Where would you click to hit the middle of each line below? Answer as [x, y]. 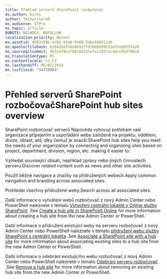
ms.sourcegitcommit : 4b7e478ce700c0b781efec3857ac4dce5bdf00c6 [72, 51]
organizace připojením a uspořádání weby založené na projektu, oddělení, [81, 135]
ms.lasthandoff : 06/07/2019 [34, 65]
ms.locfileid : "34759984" [32, 70]
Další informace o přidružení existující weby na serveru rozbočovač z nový [82, 225]
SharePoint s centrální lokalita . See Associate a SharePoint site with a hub [81, 236]
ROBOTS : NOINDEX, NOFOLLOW [33, 33]
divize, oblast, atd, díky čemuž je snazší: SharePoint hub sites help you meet [83, 140]
